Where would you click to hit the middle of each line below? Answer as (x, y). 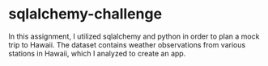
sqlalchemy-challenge (85, 14)
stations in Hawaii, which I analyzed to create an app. (97, 53)
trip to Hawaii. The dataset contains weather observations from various (127, 44)
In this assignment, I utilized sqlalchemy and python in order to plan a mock (134, 36)
